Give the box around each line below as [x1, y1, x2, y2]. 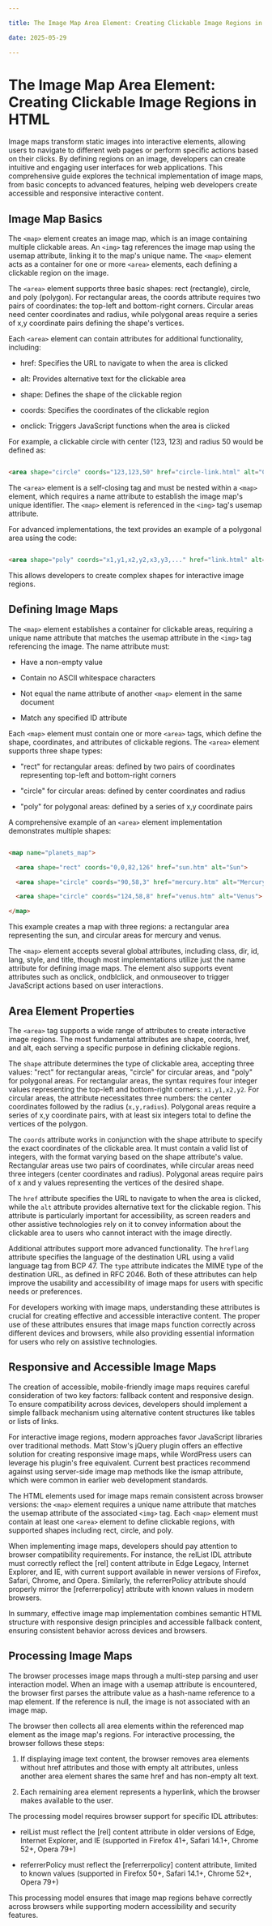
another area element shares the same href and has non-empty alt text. [19, 1771, 259, 1781]
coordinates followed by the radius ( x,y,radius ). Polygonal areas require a [8, 1102, 257, 1111]
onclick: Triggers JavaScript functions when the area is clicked [19, 421, 231, 431]
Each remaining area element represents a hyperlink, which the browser [19, 1787, 261, 1796]
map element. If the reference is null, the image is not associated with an [8, 1697, 251, 1706]
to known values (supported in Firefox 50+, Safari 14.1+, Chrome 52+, [19, 1868, 253, 1878]
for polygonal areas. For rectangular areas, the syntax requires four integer [8, 1076, 257, 1085]
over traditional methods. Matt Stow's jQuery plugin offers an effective [8, 1440, 243, 1450]
